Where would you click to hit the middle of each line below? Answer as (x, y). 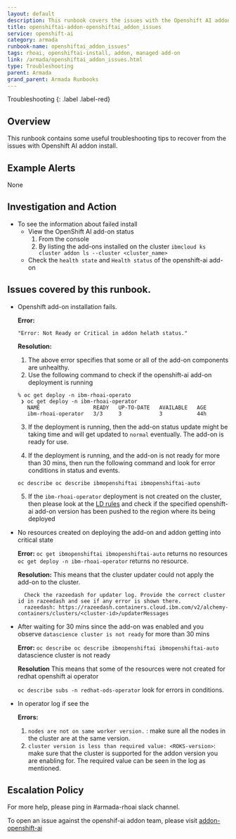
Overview (29, 121)
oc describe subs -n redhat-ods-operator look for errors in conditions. (121, 690)
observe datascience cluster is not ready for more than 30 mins (113, 633)
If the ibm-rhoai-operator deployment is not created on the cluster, (125, 496)
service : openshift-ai (40, 33)
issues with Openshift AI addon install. (63, 146)
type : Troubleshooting (40, 66)
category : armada (33, 40)
